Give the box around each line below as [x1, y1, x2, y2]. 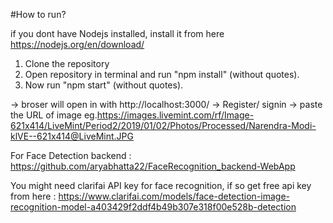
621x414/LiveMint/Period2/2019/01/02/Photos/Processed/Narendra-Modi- [10, 120, 317, 131]
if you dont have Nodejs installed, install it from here [10, 28, 225, 39]
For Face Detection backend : [10, 150, 132, 161]
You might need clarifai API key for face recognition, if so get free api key [10, 180, 312, 191]
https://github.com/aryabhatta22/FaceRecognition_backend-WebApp [10, 160, 296, 172]
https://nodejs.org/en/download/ [10, 39, 145, 50]
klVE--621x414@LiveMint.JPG [10, 130, 134, 142]
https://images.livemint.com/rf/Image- [96, 109, 255, 121]
